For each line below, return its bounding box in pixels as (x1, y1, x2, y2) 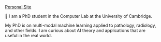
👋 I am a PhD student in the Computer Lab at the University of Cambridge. (5, 13, 152, 19)
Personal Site (5, 4, 31, 10)
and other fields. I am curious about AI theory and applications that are (5, 28, 146, 33)
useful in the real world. (5, 33, 52, 38)
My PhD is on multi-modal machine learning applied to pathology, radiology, (5, 22, 156, 28)
